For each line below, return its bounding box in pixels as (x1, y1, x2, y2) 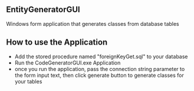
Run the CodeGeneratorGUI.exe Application (14, 59, 121, 66)
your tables (14, 77, 42, 85)
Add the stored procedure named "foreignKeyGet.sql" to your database (14, 53, 188, 60)
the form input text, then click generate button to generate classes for (14, 72, 184, 79)
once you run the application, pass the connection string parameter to (14, 65, 185, 72)
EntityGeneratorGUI (6, 5, 81, 15)
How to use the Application (6, 38, 108, 48)
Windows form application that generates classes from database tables (6, 20, 180, 27)
